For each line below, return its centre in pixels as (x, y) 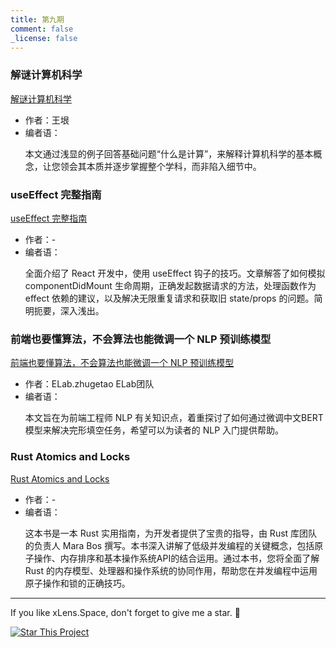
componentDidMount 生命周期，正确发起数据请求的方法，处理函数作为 (170, 285)
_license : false (44, 38)
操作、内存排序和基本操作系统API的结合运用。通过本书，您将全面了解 (176, 558)
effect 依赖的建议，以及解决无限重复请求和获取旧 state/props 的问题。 (169, 298)
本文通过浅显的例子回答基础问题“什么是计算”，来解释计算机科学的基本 (169, 153)
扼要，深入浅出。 (69, 310)
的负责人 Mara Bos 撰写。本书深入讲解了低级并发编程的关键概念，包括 (169, 545)
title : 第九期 (37, 19)
